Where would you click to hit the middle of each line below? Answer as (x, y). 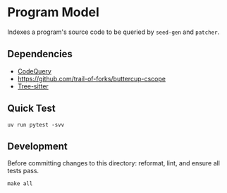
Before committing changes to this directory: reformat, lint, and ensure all (114, 163)
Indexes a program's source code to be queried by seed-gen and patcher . (114, 32)
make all (20, 184)
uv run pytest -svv (36, 124)
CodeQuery (34, 71)
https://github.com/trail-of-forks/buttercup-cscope (91, 78)
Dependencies (40, 54)
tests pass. (23, 171)
